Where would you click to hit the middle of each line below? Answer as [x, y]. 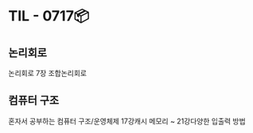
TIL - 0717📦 [49, 16]
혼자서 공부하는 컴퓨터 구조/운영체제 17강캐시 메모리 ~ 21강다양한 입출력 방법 [127, 121]
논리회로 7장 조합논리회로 [48, 73]
